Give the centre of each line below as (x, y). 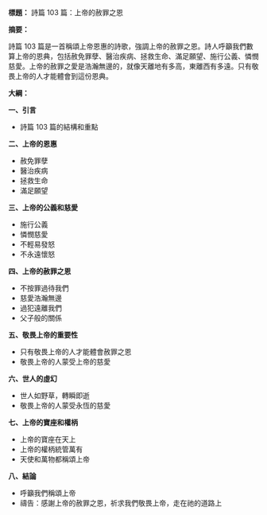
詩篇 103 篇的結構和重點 (59, 127)
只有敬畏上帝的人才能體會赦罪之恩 (75, 352)
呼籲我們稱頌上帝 (48, 493)
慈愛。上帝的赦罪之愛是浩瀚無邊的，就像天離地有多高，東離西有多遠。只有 (130, 66)
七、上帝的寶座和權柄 (43, 422)
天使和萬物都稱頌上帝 (54, 459)
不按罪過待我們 (44, 288)
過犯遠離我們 (41, 308)
